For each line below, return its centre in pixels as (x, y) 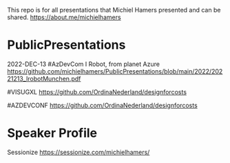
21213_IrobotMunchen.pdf (44, 78)
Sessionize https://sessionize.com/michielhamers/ (79, 152)
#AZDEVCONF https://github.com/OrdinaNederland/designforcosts (102, 105)
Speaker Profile (52, 133)
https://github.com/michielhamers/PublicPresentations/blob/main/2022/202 (115, 71)
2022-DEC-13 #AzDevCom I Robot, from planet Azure (84, 64)
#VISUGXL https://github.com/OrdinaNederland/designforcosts (97, 91)
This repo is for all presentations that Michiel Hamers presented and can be (114, 10)
